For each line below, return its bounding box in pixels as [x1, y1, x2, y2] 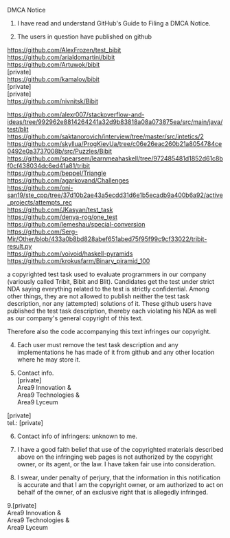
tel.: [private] [7, 419, 43, 426]
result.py [7, 242, 32, 250]
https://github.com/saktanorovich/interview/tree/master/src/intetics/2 [7, 132, 204, 141]
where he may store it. [16, 355, 81, 364]
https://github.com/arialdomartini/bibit [7, 53, 115, 61]
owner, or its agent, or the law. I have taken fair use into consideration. [16, 460, 216, 468]
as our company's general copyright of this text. [7, 314, 143, 322]
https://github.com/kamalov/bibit [7, 75, 100, 83]
